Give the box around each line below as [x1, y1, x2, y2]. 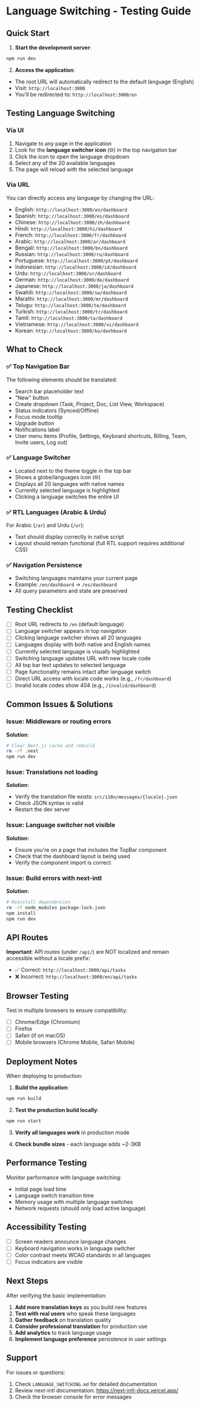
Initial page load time [14, 1185, 67, 1192]
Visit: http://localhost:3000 [14, 84, 86, 91]
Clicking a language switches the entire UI [14, 493, 119, 500]
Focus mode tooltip [14, 413, 63, 420]
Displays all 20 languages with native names [14, 480, 125, 487]
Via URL [6, 181, 30, 189]
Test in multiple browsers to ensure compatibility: [6, 1007, 128, 1014]
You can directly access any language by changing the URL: [6, 194, 154, 202]
